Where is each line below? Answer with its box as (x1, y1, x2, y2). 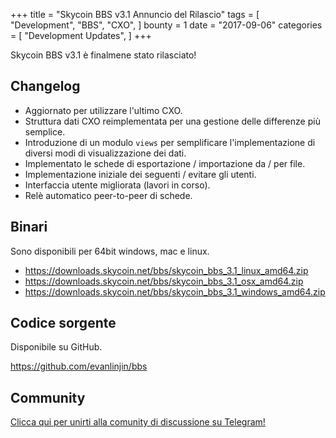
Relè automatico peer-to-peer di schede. (24, 189, 193, 201)
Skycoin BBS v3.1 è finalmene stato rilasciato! (10, 49, 197, 61)
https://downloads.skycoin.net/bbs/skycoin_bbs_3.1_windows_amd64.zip (24, 285, 326, 298)
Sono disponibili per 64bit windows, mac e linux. (10, 245, 210, 257)
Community (10, 389, 86, 406)
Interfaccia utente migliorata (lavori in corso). (24, 179, 211, 191)
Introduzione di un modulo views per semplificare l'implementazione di (24, 136, 316, 148)
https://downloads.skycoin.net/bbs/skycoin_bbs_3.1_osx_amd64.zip (24, 275, 304, 287)
